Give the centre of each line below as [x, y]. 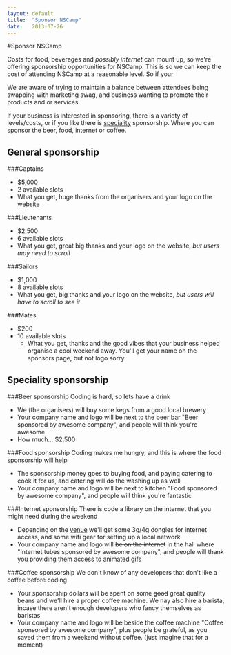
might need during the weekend [52, 516]
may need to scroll [43, 253]
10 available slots [41, 336]
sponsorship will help [37, 460]
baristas [29, 615]
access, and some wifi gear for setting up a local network [99, 537]
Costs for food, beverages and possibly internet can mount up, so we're [109, 59]
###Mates [22, 315]
